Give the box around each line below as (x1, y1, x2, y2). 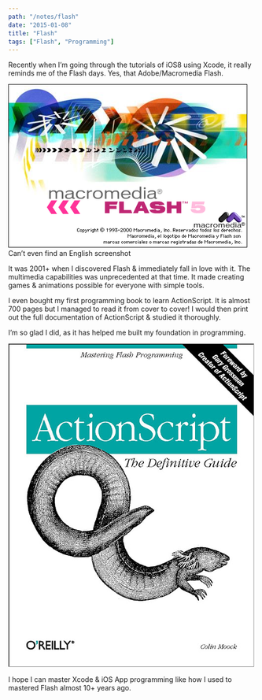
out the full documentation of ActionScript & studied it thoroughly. (8, 313, 222, 322)
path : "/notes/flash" (8, 13, 79, 20)
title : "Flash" (8, 29, 58, 37)
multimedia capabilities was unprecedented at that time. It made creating (8, 272, 245, 282)
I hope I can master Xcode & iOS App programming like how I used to (8, 675, 232, 684)
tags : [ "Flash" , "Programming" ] (8, 38, 114, 46)
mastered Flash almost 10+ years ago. (8, 683, 131, 693)
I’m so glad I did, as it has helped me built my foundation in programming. (8, 328, 246, 338)
